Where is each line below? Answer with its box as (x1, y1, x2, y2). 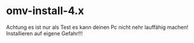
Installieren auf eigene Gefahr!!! (6, 29, 83, 37)
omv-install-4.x (6, 4, 85, 18)
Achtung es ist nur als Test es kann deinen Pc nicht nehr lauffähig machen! (6, 24, 189, 31)
